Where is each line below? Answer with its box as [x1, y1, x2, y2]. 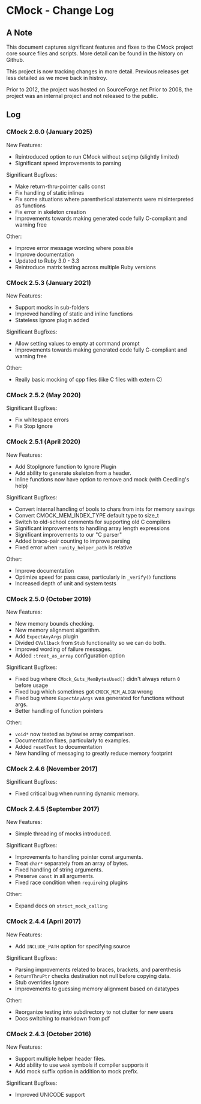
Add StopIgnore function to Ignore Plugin [14, 463, 117, 470]
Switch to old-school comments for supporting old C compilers [14, 518, 171, 525]
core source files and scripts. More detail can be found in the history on [6, 50, 184, 57]
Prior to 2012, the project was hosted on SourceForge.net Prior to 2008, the [6, 86, 193, 93]
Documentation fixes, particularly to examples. [14, 737, 131, 744]
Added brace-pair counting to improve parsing [14, 537, 130, 544]
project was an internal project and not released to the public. [6, 93, 158, 99]
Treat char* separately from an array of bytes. [14, 860, 129, 867]
